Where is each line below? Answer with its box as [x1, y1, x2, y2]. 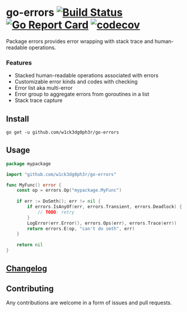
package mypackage [6, 161, 51, 167]
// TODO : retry [37, 209, 75, 215]
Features [6, 59, 32, 67]
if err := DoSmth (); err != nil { [16, 198, 101, 205]
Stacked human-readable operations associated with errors [14, 72, 159, 79]
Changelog [6, 264, 47, 274]
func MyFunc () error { [6, 182, 62, 188]
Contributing [6, 283, 54, 293]
